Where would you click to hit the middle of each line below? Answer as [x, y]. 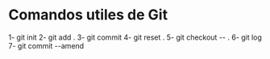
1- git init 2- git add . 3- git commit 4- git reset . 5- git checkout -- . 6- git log [135, 37]
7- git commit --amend [46, 45]
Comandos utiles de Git [88, 15]
